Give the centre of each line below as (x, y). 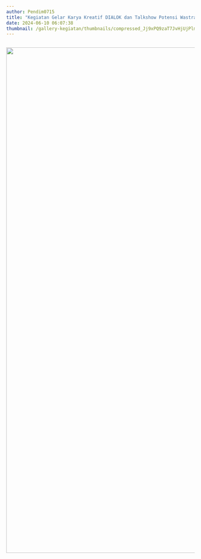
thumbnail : (20, 28)
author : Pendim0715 (31, 12)
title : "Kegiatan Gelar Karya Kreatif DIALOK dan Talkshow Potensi (92, 17)
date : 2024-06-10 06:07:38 (40, 23)
